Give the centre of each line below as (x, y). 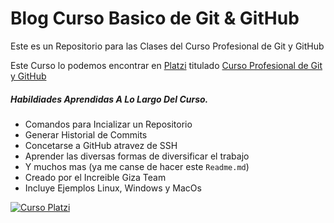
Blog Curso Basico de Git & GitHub (155, 18)
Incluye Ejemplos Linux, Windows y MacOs (113, 188)
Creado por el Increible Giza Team (95, 177)
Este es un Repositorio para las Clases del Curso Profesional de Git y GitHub (167, 46)
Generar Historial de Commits (86, 134)
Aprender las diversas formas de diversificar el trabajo (137, 156)
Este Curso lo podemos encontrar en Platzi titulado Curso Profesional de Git (166, 65)
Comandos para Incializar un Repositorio (108, 124)
